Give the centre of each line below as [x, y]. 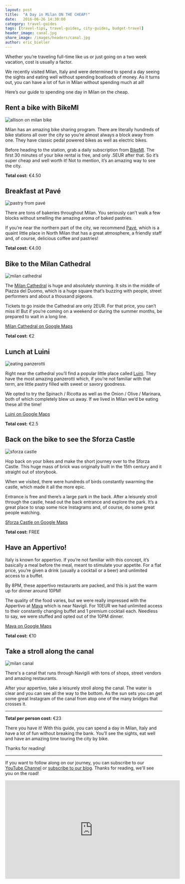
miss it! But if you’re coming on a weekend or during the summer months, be [84, 311]
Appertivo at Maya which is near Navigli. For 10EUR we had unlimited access [84, 605]
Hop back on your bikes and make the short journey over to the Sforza [78, 461]
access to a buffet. [24, 575]
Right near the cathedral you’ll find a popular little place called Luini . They [81, 373]
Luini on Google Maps [28, 414]
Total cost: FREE [22, 532]
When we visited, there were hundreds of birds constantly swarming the [79, 481]
